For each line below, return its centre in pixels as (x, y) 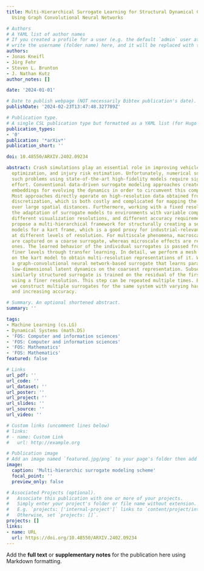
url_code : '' (23, 381)
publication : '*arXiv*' (36, 140)
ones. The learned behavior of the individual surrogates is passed (100, 247)
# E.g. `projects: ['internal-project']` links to (74, 510)
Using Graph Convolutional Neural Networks (67, 18)
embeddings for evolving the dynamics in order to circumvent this (99, 190)
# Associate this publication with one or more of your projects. (95, 498)
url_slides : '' (25, 404)
